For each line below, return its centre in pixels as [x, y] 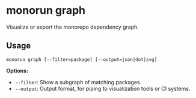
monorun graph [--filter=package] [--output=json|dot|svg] [82, 59]
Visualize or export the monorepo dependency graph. [73, 27]
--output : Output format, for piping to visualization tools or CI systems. [103, 88]
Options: [17, 71]
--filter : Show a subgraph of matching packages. [78, 82]
